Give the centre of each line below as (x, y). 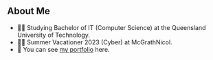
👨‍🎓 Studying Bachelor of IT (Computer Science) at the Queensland (111, 27)
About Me (29, 11)
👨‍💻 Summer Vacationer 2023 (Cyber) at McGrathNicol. (95, 42)
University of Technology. (54, 35)
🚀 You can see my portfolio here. (63, 49)
